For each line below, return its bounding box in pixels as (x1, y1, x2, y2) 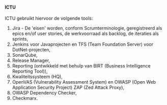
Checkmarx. (12, 95, 38, 101)
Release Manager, (12, 57, 50, 63)
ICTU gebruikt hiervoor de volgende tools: (5, 15, 93, 21)
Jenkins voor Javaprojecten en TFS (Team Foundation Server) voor (12, 41, 154, 48)
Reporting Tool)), (12, 68, 48, 75)
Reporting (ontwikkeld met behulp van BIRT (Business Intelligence (12, 63, 151, 69)
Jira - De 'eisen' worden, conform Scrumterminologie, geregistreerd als (12, 25, 162, 31)
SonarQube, (12, 52, 38, 58)
